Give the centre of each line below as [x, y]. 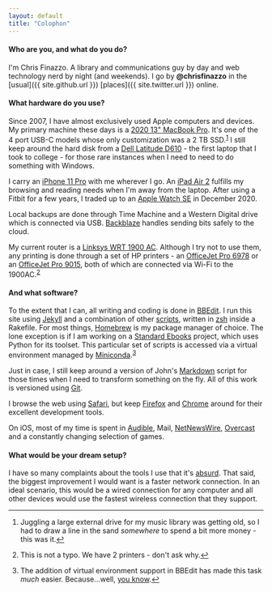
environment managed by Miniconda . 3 [72, 355]
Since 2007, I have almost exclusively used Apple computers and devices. [132, 121]
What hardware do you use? [57, 103]
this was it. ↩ [42, 539]
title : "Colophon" [39, 23]
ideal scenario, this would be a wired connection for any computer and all [131, 490]
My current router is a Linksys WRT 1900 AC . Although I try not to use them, [135, 247]
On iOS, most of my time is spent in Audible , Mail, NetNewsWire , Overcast [132, 428]
